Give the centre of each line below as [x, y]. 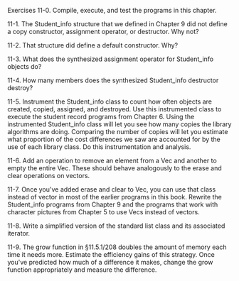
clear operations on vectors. [49, 176]
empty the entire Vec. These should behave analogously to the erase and [115, 168]
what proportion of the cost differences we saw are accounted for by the [114, 139]
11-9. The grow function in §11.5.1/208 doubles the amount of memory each [117, 247]
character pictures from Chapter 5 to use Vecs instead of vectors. [104, 212]
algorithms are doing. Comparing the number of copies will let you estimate [118, 132]
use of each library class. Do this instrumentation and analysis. [99, 147]
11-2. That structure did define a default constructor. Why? [93, 45]
